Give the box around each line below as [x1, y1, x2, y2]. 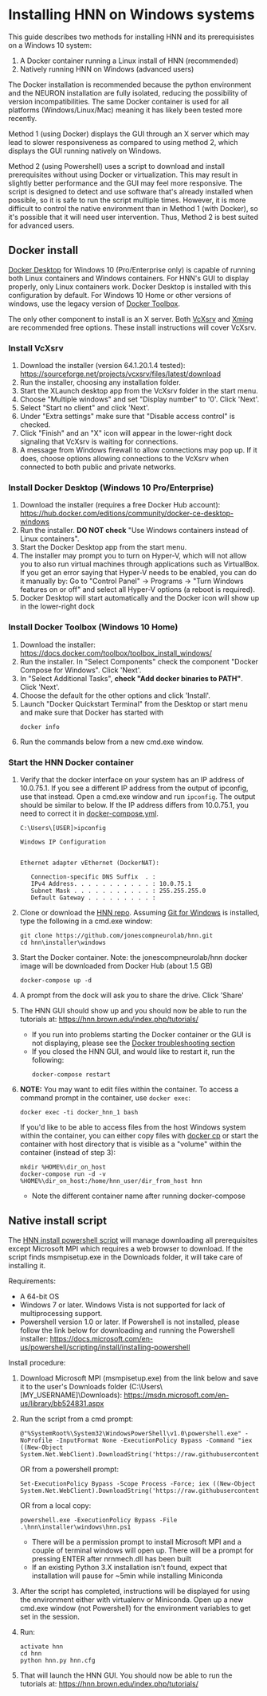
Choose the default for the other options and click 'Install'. [19, 691, 211, 700]
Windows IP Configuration [19, 838, 106, 846]
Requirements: [8, 1276, 56, 1286]
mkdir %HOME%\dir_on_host [19, 1163, 106, 1171]
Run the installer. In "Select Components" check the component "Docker [19, 656, 259, 666]
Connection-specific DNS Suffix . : [30, 872, 156, 881]
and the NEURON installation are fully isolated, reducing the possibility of [8, 88, 248, 97]
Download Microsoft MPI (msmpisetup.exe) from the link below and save [19, 1373, 259, 1383]
